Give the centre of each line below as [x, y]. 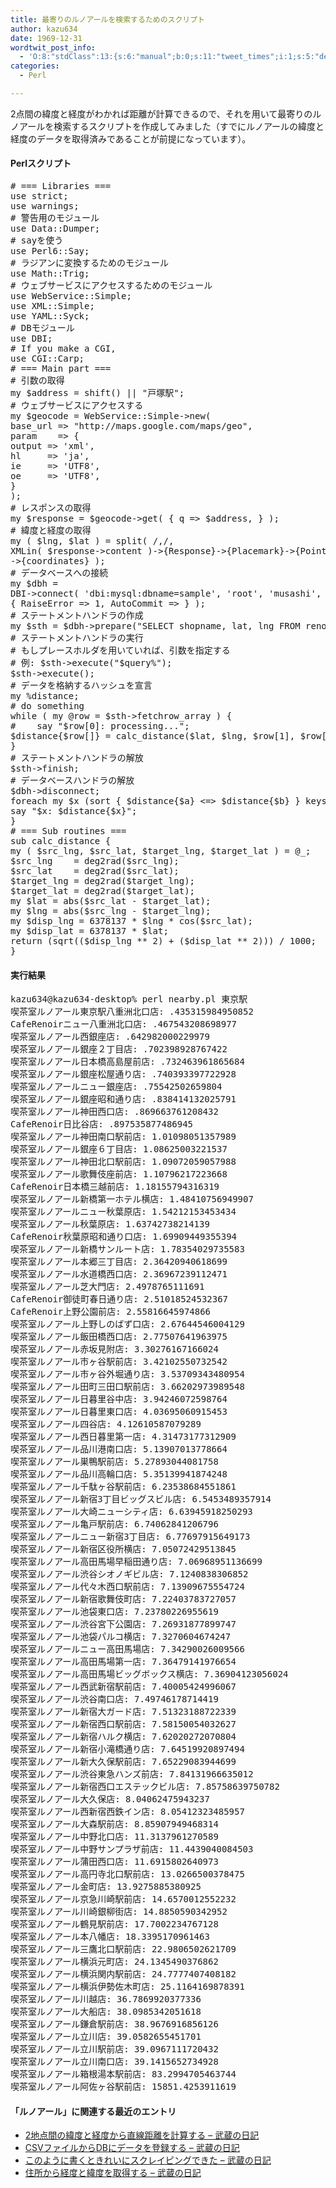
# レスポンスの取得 [51, 508]
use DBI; [31, 339]
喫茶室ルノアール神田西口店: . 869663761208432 [114, 1112]
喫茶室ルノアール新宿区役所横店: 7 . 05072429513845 [123, 1549]
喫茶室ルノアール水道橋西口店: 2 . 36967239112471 [119, 1274]
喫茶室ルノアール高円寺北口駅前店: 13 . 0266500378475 [127, 1874]
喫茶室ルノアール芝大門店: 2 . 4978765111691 [107, 1287]
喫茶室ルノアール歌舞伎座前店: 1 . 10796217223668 [119, 1174]
